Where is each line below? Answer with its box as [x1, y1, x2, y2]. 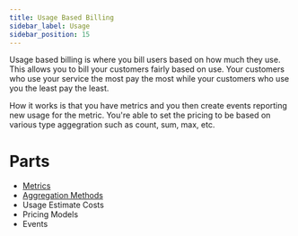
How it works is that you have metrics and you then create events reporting [9, 101, 287, 111]
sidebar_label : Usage [9, 22, 91, 31]
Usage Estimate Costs [22, 199, 105, 211]
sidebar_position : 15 [9, 30, 91, 39]
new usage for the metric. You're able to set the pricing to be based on [9, 109, 271, 121]
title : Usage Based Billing [9, 13, 115, 22]
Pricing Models [22, 209, 79, 220]
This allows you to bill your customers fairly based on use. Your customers [9, 64, 285, 74]
